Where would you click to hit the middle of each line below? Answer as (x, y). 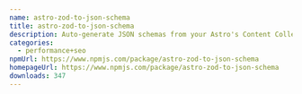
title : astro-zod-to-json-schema (72, 26)
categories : (31, 43)
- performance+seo (52, 51)
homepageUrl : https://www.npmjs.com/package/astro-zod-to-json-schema (144, 68)
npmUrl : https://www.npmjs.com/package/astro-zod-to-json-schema (134, 59)
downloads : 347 (38, 76)
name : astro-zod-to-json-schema (70, 17)
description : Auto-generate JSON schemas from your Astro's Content (140, 34)
